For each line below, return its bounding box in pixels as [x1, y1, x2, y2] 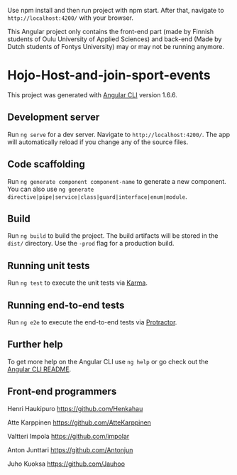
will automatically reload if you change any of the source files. [7, 138, 189, 146]
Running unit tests [7, 259, 90, 272]
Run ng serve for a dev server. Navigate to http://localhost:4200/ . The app [7, 130, 231, 138]
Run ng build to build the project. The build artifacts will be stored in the [7, 231, 219, 240]
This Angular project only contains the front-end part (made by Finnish [7, 28, 214, 36]
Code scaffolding [7, 158, 85, 170]
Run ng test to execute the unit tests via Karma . [7, 278, 148, 287]
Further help [7, 339, 64, 351]
